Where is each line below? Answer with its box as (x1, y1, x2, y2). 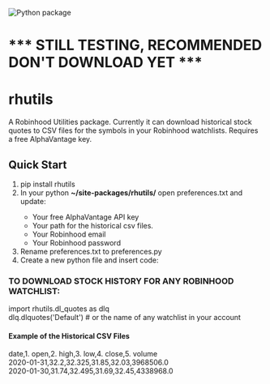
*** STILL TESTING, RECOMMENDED (8, 36, 263, 54)
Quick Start (8, 158, 67, 172)
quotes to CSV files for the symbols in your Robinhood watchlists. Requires (8, 126, 259, 135)
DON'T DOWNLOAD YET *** (8, 53, 203, 72)
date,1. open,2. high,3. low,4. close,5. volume (8, 349, 158, 359)
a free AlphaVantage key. (8, 134, 92, 144)
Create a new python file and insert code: (19, 255, 160, 265)
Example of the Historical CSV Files (8, 331, 130, 340)
